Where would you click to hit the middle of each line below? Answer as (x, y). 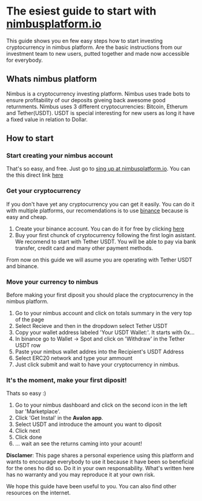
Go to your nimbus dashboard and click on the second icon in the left (101, 405)
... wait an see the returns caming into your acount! (78, 444)
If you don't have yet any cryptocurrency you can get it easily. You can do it (100, 204)
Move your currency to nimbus (52, 281)
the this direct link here (35, 175)
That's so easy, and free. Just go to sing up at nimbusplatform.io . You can (98, 169)
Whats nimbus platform (52, 79)
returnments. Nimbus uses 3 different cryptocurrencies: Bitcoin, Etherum (97, 106)
